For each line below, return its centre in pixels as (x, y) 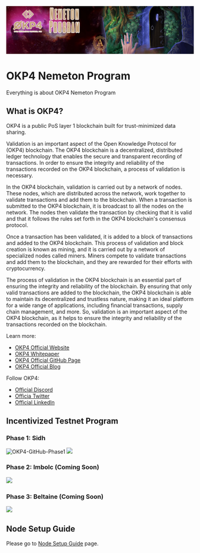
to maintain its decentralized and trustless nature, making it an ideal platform (100, 299)
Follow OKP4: (23, 378)
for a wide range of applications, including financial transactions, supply (95, 305)
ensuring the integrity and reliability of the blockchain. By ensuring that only (99, 286)
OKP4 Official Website (42, 347)
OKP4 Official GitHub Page (48, 360)
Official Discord (34, 389)
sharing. (16, 132)
